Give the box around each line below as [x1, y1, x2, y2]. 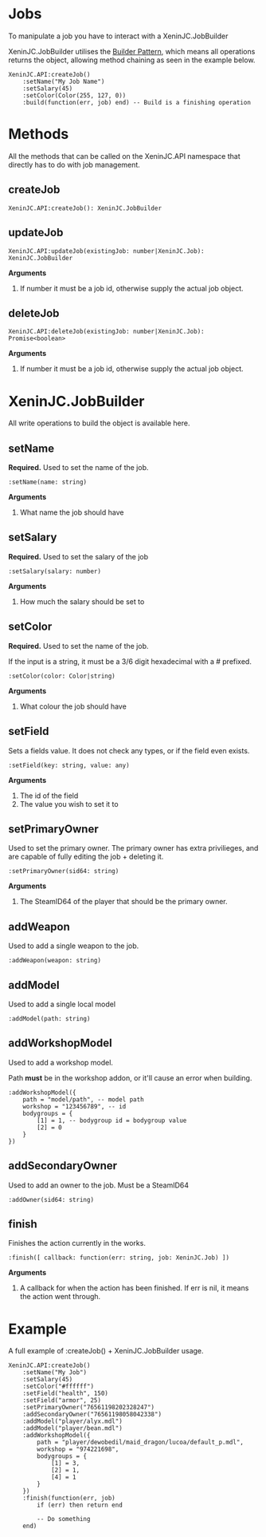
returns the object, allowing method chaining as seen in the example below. [8, 55, 256, 65]
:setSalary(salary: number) [8, 567, 102, 575]
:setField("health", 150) [22, 1389, 109, 1397]
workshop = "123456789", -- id [22, 1102, 127, 1110]
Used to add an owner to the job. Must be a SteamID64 [8, 1180, 190, 1190]
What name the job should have [19, 508, 124, 517]
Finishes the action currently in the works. [8, 1239, 146, 1248]
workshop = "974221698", [37, 1445, 119, 1453]
